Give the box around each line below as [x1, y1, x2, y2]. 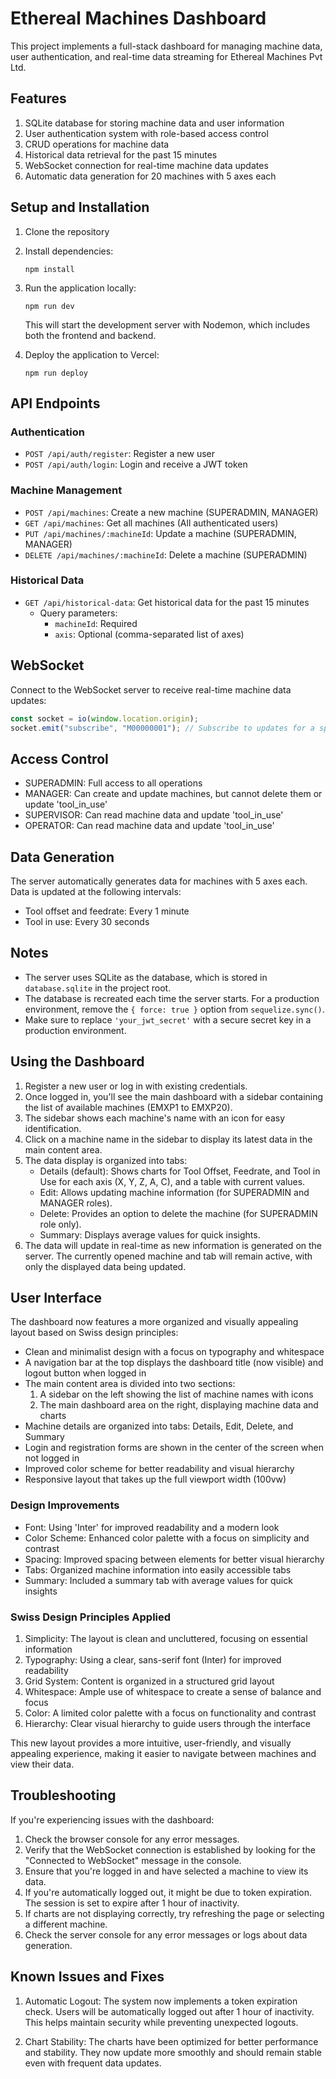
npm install [24, 264, 75, 274]
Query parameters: [39, 607, 118, 619]
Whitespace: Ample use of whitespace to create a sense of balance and [24, 1686, 322, 1698]
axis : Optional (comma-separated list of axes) [54, 628, 245, 640]
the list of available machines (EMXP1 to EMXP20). [24, 1101, 233, 1113]
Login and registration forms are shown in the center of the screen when [24, 1442, 324, 1454]
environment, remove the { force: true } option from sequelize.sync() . [24, 1003, 325, 1015]
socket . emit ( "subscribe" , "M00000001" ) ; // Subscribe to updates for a [10, 723, 315, 733]
